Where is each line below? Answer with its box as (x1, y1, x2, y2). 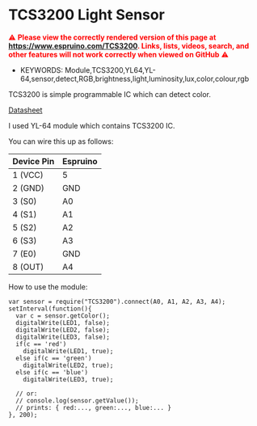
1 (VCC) (12, 169, 44, 180)
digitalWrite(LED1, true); (23, 347, 114, 355)
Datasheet (8, 105, 43, 115)
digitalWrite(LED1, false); (15, 318, 111, 327)
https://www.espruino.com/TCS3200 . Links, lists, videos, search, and (8, 40, 250, 50)
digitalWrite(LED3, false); (15, 333, 111, 341)
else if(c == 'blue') (15, 368, 89, 377)
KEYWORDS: (19, 65, 63, 74)
